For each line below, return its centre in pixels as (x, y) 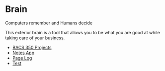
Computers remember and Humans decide (49, 23)
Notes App (23, 53)
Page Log (22, 58)
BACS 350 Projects (32, 47)
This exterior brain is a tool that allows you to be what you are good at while (82, 32)
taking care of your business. (35, 38)
